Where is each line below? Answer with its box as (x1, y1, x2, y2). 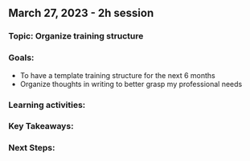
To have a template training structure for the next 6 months (19, 70, 215, 80)
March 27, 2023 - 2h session (8, 6, 154, 20)
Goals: (8, 52, 35, 64)
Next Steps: (8, 142, 55, 154)
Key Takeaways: (8, 121, 74, 132)
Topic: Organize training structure (8, 31, 144, 42)
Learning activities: (8, 99, 86, 110)
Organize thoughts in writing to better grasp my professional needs (19, 79, 243, 89)
